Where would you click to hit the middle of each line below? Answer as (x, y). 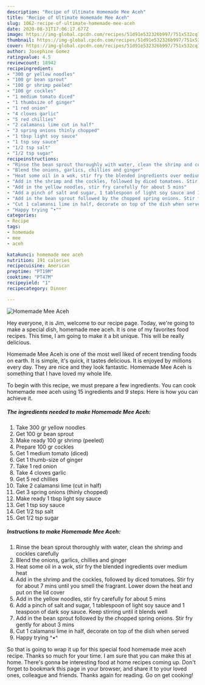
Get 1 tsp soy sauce (40, 504)
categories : (22, 215)
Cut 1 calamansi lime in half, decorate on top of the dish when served (102, 631)
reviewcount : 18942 (32, 63)
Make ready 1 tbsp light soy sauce (58, 498)
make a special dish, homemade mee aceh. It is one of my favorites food (98, 329)
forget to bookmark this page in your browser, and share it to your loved (97, 669)
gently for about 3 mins (45, 624)
